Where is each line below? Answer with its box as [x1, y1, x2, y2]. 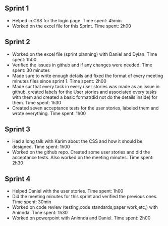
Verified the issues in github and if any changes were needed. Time [12, 62, 152, 68]
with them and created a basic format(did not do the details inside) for [12, 94, 158, 100]
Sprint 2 [5, 37, 31, 46]
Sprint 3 [5, 125, 31, 134]
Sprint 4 [5, 174, 31, 183]
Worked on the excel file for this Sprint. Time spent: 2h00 [12, 23, 132, 29]
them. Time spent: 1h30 [12, 99, 62, 105]
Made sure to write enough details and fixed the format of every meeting [12, 72, 163, 79]
